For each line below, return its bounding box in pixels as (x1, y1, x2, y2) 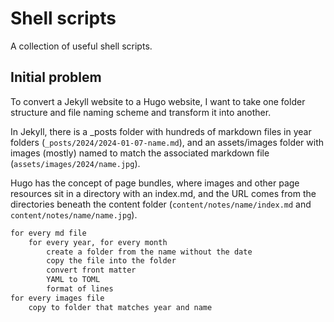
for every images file (10, 293, 105, 303)
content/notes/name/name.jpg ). (10, 208, 138, 221)
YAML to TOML (46, 275, 101, 285)
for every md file (10, 228, 87, 238)
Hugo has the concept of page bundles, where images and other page (10, 177, 300, 189)
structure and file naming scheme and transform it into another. (10, 106, 272, 118)
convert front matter (46, 265, 137, 276)
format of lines (46, 284, 114, 294)
